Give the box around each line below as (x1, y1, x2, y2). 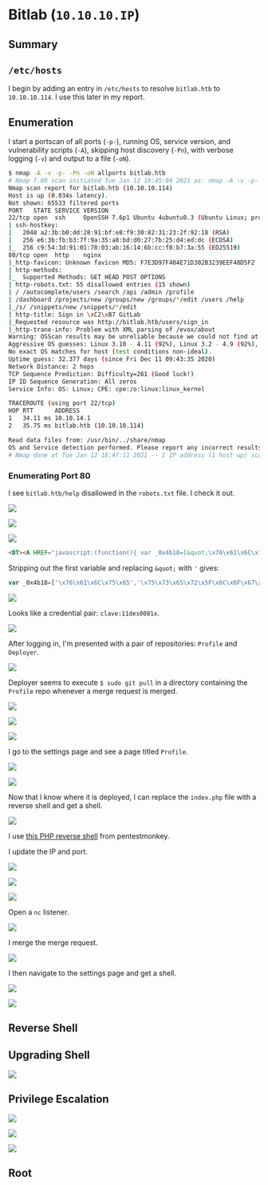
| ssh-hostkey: (8, 222, 59, 230)
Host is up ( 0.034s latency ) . (8, 191, 109, 199)
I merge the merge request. (8, 938, 98, 947)
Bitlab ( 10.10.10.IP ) (8, 6, 140, 24)
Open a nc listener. (8, 907, 69, 917)
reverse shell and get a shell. (8, 800, 103, 810)
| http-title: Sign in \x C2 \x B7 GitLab (8, 310, 141, 318)
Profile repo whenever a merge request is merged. (8, 686, 178, 695)
